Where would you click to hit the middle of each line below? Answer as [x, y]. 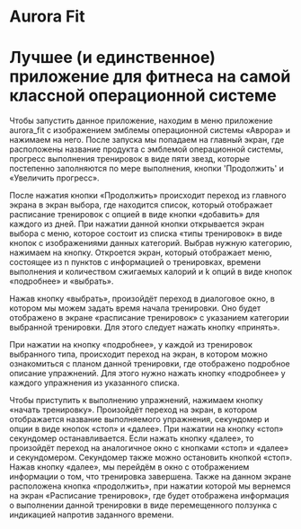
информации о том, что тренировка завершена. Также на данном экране [150, 477]
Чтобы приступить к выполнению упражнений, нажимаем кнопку [136, 401]
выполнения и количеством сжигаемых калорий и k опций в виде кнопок [151, 272]
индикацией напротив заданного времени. [92, 515]
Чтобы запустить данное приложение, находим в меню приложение [141, 121]
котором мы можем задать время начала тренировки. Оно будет [135, 308]
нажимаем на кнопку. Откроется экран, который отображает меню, [141, 252]
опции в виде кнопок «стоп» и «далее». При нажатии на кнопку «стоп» [146, 429]
